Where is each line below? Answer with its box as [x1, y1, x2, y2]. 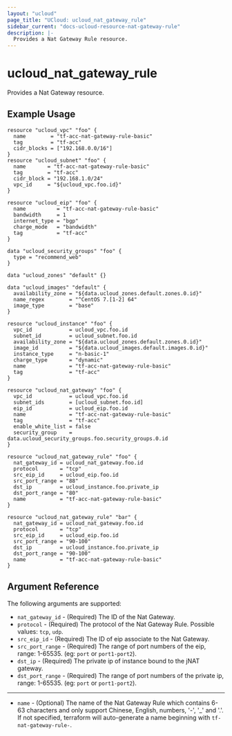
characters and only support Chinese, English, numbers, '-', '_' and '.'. [26, 706, 224, 714]
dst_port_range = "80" [13, 489, 79, 496]
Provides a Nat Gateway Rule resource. [13, 36, 128, 43]
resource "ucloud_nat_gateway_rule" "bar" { [7, 513, 137, 520]
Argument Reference [7, 581, 99, 593]
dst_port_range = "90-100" [13, 550, 91, 557]
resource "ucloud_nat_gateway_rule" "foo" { [7, 453, 137, 460]
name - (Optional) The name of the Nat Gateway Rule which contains [17, 699, 211, 707]
